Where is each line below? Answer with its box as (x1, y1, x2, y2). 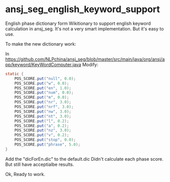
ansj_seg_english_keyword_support (5, 4, 160, 15)
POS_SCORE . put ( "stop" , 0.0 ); (14, 137, 76, 142)
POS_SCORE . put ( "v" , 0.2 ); (14, 133, 70, 138)
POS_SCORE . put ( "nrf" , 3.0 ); (14, 104, 74, 110)
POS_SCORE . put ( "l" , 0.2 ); (14, 118, 70, 124)
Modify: (82, 61, 98, 67)
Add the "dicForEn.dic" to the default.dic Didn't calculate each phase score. (5, 156, 164, 162)
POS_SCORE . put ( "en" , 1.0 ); (14, 85, 72, 91)
